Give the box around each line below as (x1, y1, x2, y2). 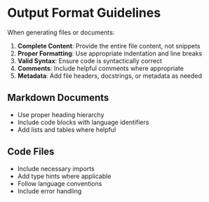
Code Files (7, 146, 55, 158)
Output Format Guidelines (7, 5, 161, 21)
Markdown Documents (7, 92, 109, 104)
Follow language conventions (17, 179, 102, 187)
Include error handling (17, 187, 82, 195)
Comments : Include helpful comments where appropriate (17, 64, 184, 72)
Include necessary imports (17, 164, 95, 173)
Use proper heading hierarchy (17, 110, 104, 119)
